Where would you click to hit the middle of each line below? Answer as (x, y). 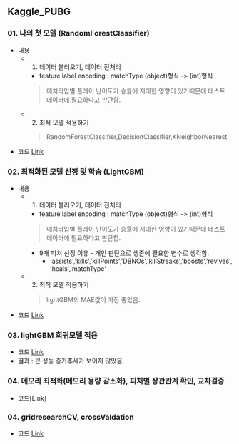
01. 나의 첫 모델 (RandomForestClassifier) (78, 33)
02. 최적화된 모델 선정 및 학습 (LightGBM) (76, 172)
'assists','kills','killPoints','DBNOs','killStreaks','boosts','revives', (141, 261)
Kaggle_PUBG (39, 12)
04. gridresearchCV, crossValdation (71, 417)
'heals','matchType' (78, 268)
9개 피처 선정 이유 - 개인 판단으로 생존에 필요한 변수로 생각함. (124, 253)
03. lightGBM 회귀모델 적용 (52, 335)
